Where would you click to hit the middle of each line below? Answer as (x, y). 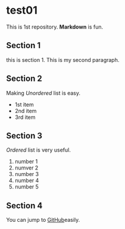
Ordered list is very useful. (39, 150)
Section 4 (24, 206)
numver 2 (26, 168)
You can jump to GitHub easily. (43, 220)
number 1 (26, 162)
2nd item (26, 111)
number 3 (27, 174)
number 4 (27, 181)
